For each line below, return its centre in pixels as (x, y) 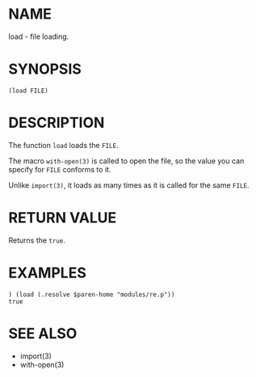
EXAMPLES (47, 273)
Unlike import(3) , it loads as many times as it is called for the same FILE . (129, 185)
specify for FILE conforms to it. (60, 169)
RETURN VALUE (63, 218)
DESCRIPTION (57, 123)
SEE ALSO (43, 333)
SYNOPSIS (45, 69)
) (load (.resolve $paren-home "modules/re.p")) (92, 294)
